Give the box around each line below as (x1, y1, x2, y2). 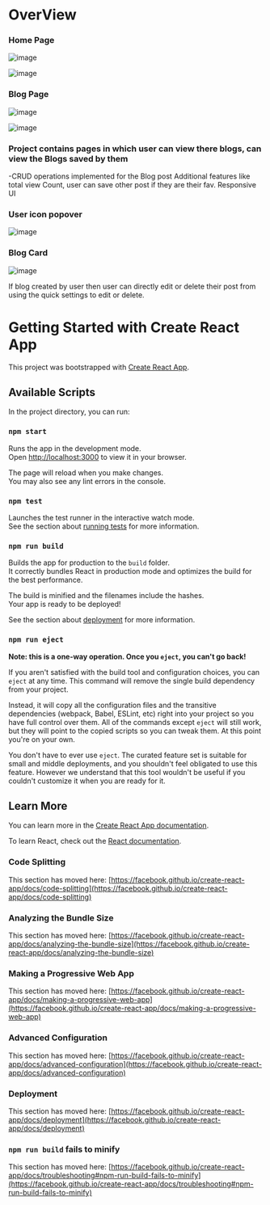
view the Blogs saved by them (8, 153, 129, 164)
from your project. (8, 685, 69, 694)
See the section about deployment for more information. (8, 615, 196, 625)
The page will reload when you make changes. (8, 467, 164, 478)
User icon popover (8, 209, 82, 220)
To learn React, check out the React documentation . (8, 836, 182, 846)
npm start (8, 427, 47, 436)
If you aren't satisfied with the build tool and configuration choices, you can (8, 667, 260, 676)
